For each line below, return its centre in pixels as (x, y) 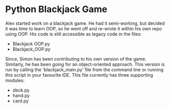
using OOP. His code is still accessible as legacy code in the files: (73, 34)
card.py (20, 101)
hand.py (21, 95)
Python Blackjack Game (56, 9)
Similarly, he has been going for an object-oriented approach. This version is (85, 64)
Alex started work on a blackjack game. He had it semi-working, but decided (85, 23)
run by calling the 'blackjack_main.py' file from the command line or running (84, 70)
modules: (15, 80)
